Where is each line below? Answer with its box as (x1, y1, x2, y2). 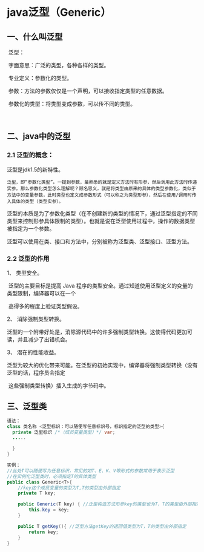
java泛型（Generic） (7, 5, 111, 19)
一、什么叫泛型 (7, 31, 63, 42)
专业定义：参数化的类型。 (8, 74, 72, 82)
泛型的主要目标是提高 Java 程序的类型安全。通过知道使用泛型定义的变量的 (8, 282, 193, 289)
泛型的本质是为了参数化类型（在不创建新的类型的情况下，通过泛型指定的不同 (7, 209, 198, 217)
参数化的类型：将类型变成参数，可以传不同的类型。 (8, 100, 136, 107)
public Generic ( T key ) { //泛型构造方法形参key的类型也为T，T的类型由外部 (18, 501, 192, 507)
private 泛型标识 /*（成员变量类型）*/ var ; (12, 429, 116, 435)
